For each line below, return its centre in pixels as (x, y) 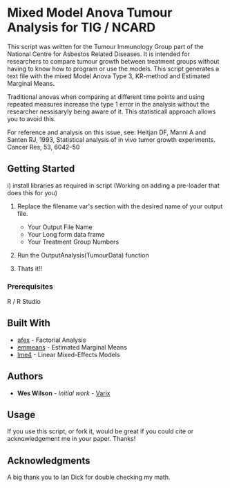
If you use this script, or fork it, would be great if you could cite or (100, 431)
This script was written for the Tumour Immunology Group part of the (105, 46)
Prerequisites (30, 287)
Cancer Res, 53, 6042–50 (44, 147)
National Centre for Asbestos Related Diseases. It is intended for (99, 54)
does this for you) (32, 192)
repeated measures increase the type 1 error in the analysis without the (108, 104)
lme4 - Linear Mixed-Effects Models (68, 354)
